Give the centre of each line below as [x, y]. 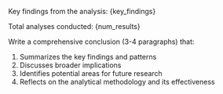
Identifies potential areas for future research [91, 73]
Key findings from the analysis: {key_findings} [82, 11]
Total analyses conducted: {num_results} [74, 26]
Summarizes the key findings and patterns [88, 57]
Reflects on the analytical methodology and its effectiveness [117, 82]
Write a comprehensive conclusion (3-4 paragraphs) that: [101, 42]
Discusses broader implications [70, 65]
